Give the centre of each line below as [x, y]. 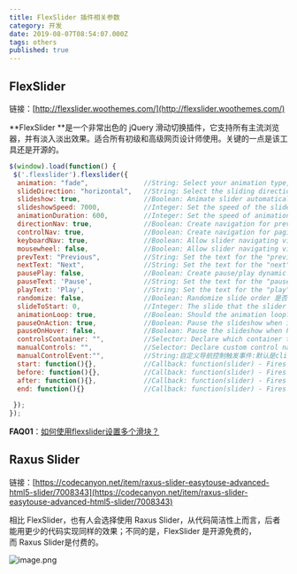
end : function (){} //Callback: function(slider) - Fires [152, 389]
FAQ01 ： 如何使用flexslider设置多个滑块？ [84, 431]
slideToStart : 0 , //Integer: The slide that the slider [152, 306]
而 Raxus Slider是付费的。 [56, 542]
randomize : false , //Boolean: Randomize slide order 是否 [152, 298]
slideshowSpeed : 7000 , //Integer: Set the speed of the [142, 208]
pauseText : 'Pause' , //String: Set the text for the [140, 282]
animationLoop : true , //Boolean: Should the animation [142, 314]
